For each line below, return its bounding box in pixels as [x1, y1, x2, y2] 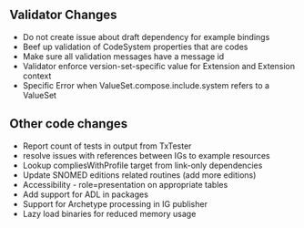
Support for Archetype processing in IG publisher [22, 198, 208, 209]
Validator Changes [9, 7, 117, 23]
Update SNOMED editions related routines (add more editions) [22, 169, 257, 181]
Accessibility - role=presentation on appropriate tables [22, 179, 228, 190]
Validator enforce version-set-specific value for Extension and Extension [22, 60, 296, 71]
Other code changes [9, 116, 128, 131]
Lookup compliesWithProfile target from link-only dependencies [22, 160, 263, 171]
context [22, 70, 52, 81]
